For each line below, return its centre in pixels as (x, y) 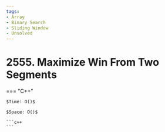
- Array (16, 17)
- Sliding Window (27, 28)
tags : (13, 11)
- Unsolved (19, 33)
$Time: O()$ (21, 102)
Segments (32, 75)
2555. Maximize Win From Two (83, 62)
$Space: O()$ (22, 112)
